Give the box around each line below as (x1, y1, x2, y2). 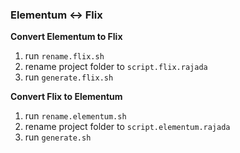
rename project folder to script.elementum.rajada (24, 121, 231, 133)
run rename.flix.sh (24, 50, 105, 62)
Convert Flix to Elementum (10, 91, 123, 103)
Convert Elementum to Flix (10, 31, 123, 43)
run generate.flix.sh (24, 71, 114, 83)
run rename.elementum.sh (24, 110, 127, 122)
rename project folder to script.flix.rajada (24, 61, 208, 73)
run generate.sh (24, 131, 92, 143)
